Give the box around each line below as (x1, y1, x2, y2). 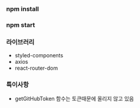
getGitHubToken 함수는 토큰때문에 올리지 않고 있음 (14, 95, 134, 103)
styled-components (14, 52, 64, 59)
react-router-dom (14, 64, 58, 72)
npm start (6, 20, 36, 29)
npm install (6, 5, 39, 13)
